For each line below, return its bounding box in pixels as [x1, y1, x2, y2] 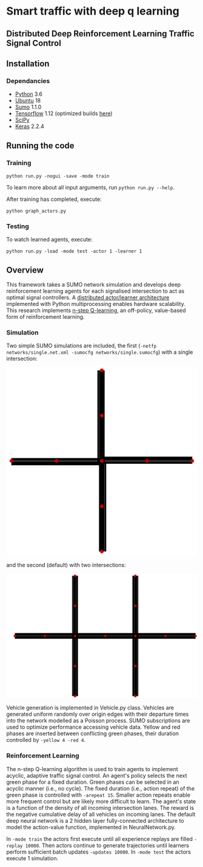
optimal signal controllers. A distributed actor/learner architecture [6, 294, 170, 301]
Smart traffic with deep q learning [6, 4, 180, 18]
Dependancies [6, 76, 50, 85]
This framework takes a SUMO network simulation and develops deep [6, 281, 181, 288]
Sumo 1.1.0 [15, 103, 42, 110]
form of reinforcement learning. [6, 313, 85, 321]
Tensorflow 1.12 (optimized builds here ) [15, 110, 113, 117]
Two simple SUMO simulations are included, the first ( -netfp [6, 342, 157, 350]
